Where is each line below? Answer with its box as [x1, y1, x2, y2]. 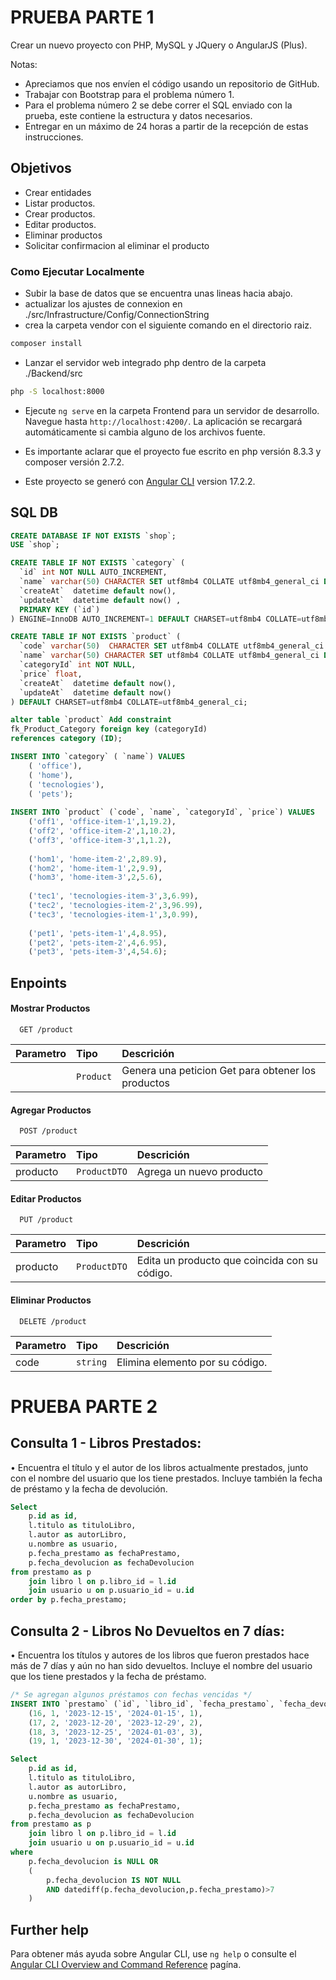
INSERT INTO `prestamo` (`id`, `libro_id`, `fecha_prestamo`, [10, 1699, 275, 1709]
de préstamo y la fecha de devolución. [10, 1482, 168, 1495]
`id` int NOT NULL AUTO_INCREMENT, [19, 567, 168, 578]
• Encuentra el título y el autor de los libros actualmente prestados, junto [10, 1461, 309, 1473]
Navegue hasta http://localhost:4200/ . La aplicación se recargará [24, 415, 303, 427]
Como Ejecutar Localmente [10, 264, 145, 278]
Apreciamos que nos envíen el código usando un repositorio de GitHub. [24, 77, 320, 90]
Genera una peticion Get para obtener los [121, 1063, 317, 1077]
